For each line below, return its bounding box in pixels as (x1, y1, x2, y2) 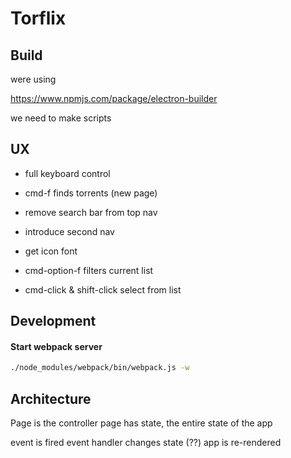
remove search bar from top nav (24, 206, 158, 218)
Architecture (10, 390, 92, 407)
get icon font (24, 245, 78, 257)
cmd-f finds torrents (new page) (24, 187, 158, 199)
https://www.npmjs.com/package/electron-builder (10, 93, 218, 104)
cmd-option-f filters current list (24, 264, 154, 276)
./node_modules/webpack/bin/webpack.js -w (10, 363, 190, 373)
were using (10, 73, 57, 85)
